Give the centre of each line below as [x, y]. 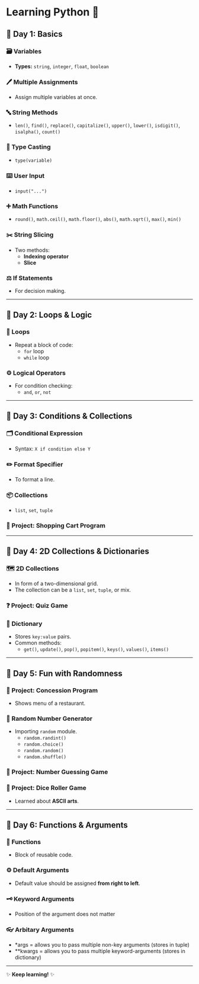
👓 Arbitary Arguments [40, 929]
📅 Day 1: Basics [35, 34]
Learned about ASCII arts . [46, 801]
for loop [34, 351]
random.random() [44, 751]
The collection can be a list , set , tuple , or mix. [73, 590]
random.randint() [45, 738]
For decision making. [40, 290]
